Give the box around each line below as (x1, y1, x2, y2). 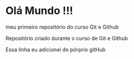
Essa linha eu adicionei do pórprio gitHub (5, 46, 106, 53)
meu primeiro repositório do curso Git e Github (5, 23, 119, 30)
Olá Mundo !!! (5, 4, 73, 18)
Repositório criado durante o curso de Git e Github (5, 34, 128, 41)
